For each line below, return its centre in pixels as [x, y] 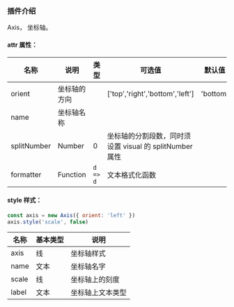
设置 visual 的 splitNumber [150, 146]
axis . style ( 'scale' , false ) [48, 222]
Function [72, 174]
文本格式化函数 [132, 175]
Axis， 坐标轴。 [30, 27]
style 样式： [25, 200]
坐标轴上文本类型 [99, 292]
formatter [26, 174]
